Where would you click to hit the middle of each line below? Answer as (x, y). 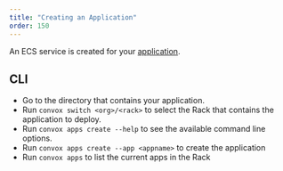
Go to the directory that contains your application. (113, 101)
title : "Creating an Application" (73, 17)
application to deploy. (62, 119)
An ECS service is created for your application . (95, 51)
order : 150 (29, 26)
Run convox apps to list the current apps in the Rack (116, 158)
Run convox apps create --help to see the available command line (144, 129)
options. (37, 138)
